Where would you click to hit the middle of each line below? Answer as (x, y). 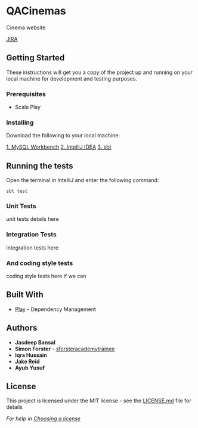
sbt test (17, 191)
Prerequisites (26, 94)
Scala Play (27, 107)
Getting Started (35, 58)
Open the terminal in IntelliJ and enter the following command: (83, 180)
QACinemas (36, 11)
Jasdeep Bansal (35, 342)
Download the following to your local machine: (63, 136)
